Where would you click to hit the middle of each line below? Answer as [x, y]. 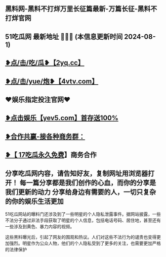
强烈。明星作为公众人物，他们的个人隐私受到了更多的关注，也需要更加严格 [85, 243]
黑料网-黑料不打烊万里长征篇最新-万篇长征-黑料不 [81, 9]
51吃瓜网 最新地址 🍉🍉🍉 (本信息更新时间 [64, 36]
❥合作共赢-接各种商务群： [45, 136]
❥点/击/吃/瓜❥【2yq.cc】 [45, 63]
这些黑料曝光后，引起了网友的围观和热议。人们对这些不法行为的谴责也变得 [81, 237]
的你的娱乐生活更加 [34, 201]
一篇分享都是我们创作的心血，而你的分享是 [91, 183]
